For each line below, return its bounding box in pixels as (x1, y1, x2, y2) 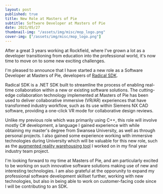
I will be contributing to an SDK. (5, 183, 68, 189)
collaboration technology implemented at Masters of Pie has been (16, 92, 148, 98)
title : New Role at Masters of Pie (5, 16, 77, 21)
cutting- (138, 87, 155, 93)
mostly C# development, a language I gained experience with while (5, 122, 140, 128)
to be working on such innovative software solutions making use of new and (5, 162, 158, 168)
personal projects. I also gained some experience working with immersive (5, 132, 153, 139)
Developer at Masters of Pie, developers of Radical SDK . (5, 72, 118, 78)
